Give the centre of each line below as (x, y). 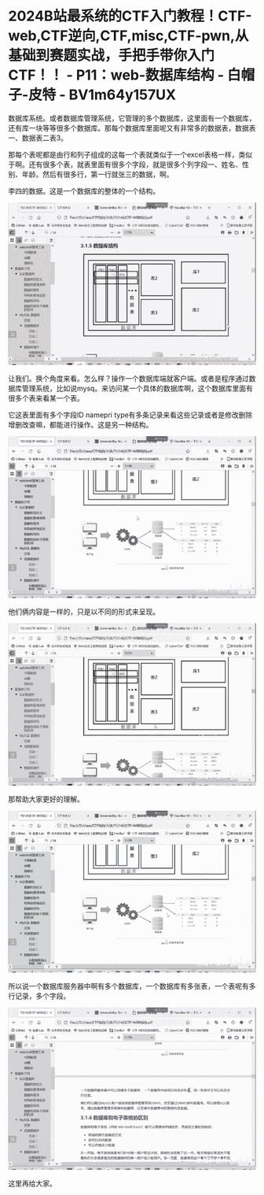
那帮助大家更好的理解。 (46, 799)
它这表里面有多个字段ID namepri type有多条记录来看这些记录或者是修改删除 (130, 415)
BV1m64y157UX (123, 95)
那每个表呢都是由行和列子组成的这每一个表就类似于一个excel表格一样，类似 (130, 154)
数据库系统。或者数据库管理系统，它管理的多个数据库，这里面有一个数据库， (132, 118)
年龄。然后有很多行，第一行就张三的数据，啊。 (97, 174)
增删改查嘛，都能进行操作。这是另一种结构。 (81, 424)
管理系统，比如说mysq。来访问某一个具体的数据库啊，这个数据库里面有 (137, 388)
